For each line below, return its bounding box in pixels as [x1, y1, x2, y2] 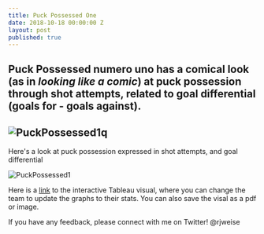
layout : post [8, 26, 51, 34]
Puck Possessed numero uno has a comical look [8, 62, 250, 75]
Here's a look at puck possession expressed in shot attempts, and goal [8, 147, 238, 156]
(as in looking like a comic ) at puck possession [8, 75, 242, 88]
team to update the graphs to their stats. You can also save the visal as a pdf [8, 194, 257, 203]
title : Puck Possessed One [8, 11, 97, 20]
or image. [8, 202, 39, 212]
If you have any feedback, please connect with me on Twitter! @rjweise [8, 218, 240, 227]
